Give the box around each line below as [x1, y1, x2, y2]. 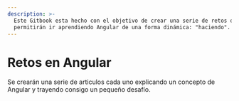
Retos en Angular [7, 54, 112, 70]
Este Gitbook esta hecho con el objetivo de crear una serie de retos [14, 17, 228, 24]
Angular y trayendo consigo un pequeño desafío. [7, 85, 151, 94]
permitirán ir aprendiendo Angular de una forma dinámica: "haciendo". [14, 23, 231, 31]
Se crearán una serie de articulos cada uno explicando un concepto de [7, 78, 216, 86]
